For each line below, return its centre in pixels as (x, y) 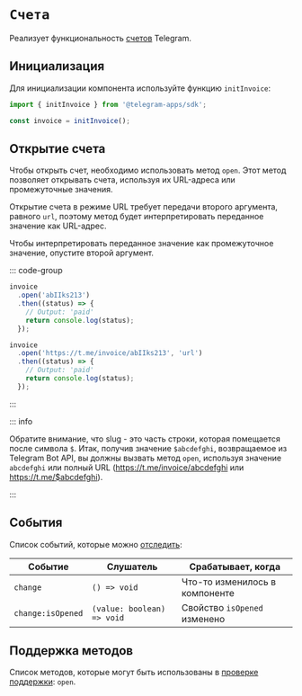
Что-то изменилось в (229, 582)
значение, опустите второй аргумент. (82, 253)
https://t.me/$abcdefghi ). (56, 477)
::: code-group (36, 271)
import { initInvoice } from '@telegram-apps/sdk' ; (108, 104)
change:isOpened (49, 613)
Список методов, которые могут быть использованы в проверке (134, 673)
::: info (21, 421)
